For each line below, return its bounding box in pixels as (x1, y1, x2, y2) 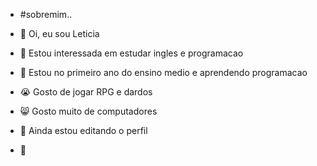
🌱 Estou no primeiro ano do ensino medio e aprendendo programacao (19, 67, 308, 78)
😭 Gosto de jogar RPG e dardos (19, 86, 153, 98)
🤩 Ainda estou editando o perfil (19, 125, 148, 136)
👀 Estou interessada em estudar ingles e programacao (19, 47, 244, 59)
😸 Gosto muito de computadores (19, 105, 158, 117)
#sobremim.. (19, 9, 73, 20)
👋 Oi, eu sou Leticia (19, 28, 100, 39)
